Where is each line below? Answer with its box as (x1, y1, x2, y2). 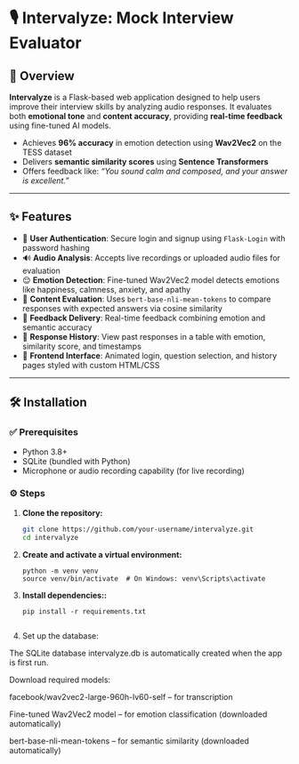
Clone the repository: (21, 507, 103, 518)
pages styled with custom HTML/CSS (21, 359, 160, 370)
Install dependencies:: (21, 590, 108, 600)
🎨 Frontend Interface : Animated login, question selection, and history (21, 350, 278, 361)
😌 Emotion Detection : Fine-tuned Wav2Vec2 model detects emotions (21, 274, 280, 285)
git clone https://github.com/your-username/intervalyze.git (21, 525, 255, 534)
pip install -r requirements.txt (21, 607, 147, 615)
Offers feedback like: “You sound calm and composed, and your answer (21, 166, 288, 176)
